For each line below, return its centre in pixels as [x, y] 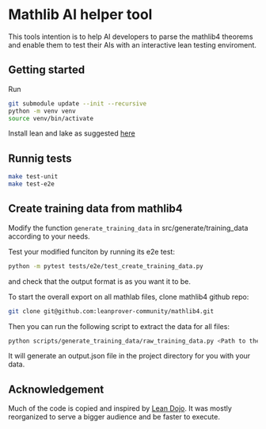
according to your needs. [49, 236]
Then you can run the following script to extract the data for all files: [119, 326]
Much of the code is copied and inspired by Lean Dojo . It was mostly [120, 408]
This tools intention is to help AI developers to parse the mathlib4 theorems [131, 36]
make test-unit [33, 177]
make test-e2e [32, 184]
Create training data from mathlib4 [96, 209]
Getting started [47, 70]
